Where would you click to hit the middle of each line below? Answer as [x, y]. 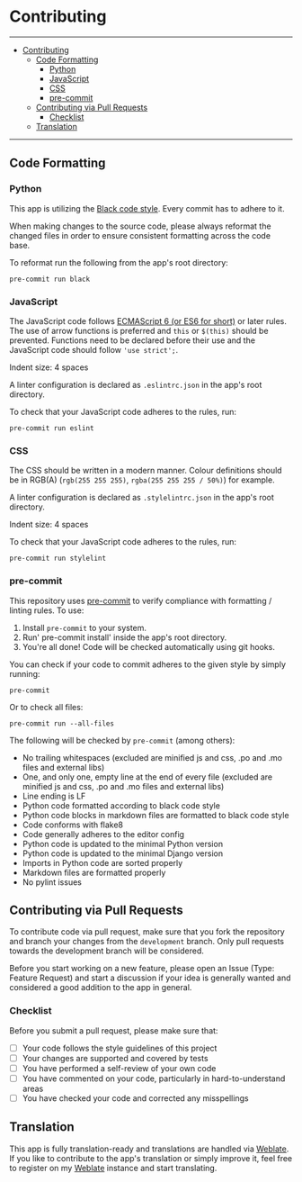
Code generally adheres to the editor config [103, 834]
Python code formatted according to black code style [121, 805]
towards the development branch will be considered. [107, 951]
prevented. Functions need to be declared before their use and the [133, 340]
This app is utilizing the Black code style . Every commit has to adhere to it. [147, 208]
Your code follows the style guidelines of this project [120, 1048]
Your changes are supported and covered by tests [115, 1058]
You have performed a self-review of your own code [119, 1068]
